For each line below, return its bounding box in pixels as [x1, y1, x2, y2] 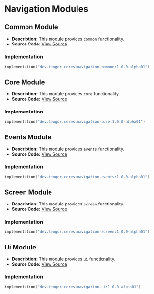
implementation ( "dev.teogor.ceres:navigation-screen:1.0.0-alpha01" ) [4, 229, 150, 234]
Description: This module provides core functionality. [11, 90, 120, 96]
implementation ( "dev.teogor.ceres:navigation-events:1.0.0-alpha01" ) [4, 175, 150, 180]
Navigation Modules [4, 3, 89, 15]
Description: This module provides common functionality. [11, 36, 125, 42]
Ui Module [4, 243, 36, 251]
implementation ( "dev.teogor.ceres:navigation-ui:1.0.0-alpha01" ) [4, 285, 141, 290]
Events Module [4, 133, 51, 141]
